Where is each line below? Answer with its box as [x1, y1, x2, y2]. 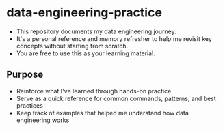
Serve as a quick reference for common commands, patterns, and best [16, 94, 216, 102]
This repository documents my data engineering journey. [16, 27, 176, 35]
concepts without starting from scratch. [16, 42, 129, 50]
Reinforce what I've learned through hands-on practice [16, 87, 172, 95]
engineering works [16, 116, 70, 124]
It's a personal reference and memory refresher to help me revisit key [16, 34, 213, 42]
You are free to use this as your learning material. [16, 49, 155, 57]
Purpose [6, 69, 44, 81]
